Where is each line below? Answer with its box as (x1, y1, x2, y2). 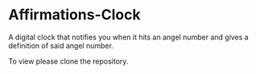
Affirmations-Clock (8, 6, 141, 24)
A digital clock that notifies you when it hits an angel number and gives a (8, 32, 249, 42)
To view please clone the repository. (8, 56, 129, 66)
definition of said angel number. (8, 40, 114, 50)
